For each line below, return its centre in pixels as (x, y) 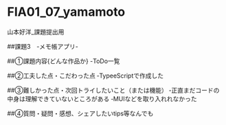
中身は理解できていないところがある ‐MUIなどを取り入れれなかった (102, 99)
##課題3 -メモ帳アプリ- (43, 46)
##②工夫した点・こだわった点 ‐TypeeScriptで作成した (85, 76)
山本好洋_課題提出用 (36, 32)
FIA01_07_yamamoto (66, 12)
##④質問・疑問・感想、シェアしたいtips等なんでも (80, 113)
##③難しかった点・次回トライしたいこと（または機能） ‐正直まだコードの (113, 90)
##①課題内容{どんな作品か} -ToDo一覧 (64, 61)
